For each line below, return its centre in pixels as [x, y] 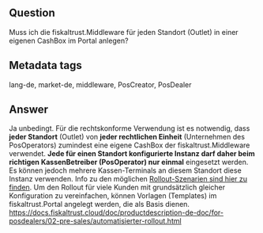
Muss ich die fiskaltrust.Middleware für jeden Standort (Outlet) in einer [124, 32]
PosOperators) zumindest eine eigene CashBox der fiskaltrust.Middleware [130, 145]
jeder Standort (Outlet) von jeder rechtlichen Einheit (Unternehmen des [127, 137]
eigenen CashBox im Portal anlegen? [69, 40]
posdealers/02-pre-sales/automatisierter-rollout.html [95, 221]
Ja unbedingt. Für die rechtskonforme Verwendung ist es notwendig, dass [130, 128]
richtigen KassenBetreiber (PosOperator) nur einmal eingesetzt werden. [129, 162]
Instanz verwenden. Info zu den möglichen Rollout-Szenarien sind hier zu [128, 179]
